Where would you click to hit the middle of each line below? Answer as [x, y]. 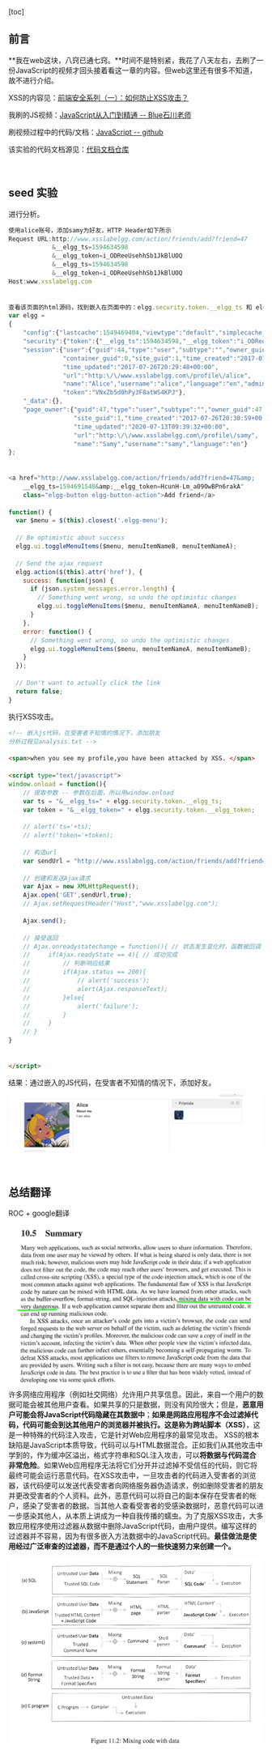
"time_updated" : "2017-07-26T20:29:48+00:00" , [141, 367]
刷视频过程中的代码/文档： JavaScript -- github [86, 132]
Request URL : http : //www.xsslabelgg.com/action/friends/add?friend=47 [128, 239]
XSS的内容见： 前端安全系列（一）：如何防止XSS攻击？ [98, 97]
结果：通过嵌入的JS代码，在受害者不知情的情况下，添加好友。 [112, 1082]
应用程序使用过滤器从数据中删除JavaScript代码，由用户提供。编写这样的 [136, 1526]
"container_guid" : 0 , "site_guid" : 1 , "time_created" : [150, 358]
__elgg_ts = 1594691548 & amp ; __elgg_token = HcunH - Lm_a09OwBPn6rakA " [134, 486]
